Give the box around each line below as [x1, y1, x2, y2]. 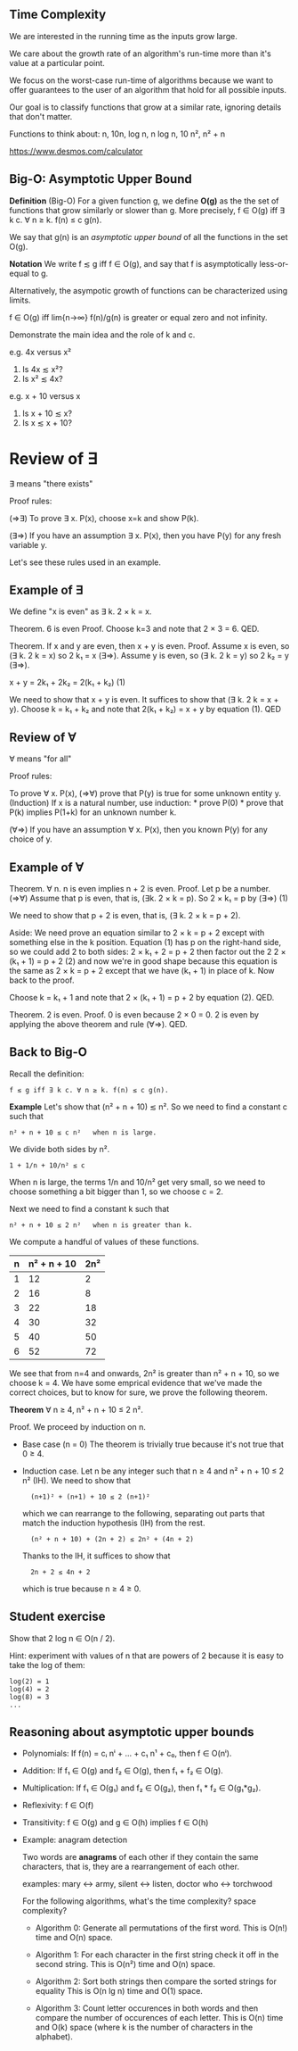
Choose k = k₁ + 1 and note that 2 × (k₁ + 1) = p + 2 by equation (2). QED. [9, 992, 275, 1002]
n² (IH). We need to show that [21, 1474, 132, 1485]
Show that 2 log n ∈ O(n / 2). [9, 1632, 116, 1643]
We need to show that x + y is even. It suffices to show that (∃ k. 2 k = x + [9, 694, 279, 705]
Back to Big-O [9, 1044, 87, 1060]
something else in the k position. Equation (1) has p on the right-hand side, [9, 937, 282, 947]
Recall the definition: [9, 1068, 85, 1079]
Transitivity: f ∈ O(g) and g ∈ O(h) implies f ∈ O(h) [21, 1817, 209, 1828]
